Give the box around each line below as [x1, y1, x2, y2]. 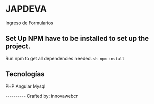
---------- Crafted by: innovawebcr [5, 93, 78, 99]
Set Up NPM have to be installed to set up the [5, 34, 149, 43]
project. [5, 42, 31, 51]
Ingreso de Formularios [5, 20, 54, 26]
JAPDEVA [5, 3, 47, 15]
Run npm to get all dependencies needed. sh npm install [5, 55, 125, 61]
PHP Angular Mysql [5, 83, 46, 89]
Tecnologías [5, 70, 45, 78]
